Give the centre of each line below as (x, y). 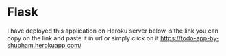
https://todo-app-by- (190, 38)
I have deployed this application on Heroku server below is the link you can (113, 31)
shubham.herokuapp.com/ (45, 45)
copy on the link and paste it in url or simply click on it (83, 38)
